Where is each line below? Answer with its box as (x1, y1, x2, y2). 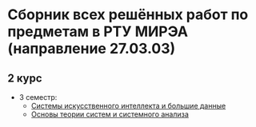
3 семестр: (18, 93, 58, 101)
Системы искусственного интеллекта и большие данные (30, 101, 226, 110)
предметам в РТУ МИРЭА (7, 22, 189, 41)
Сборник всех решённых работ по (7, 6, 249, 24)
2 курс (7, 71, 42, 85)
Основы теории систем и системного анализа (30, 109, 190, 119)
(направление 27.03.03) (7, 40, 176, 58)
